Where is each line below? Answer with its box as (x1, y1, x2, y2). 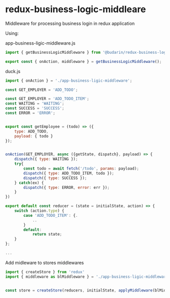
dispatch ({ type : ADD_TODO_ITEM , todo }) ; (23, 171, 114, 176)
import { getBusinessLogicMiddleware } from (5, 50, 101, 55)
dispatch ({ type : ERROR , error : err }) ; (23, 185, 110, 190)
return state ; (32, 232, 62, 237)
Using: (5, 30, 19, 36)
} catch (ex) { (14, 180, 44, 185)
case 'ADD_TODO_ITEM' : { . (23, 213, 78, 218)
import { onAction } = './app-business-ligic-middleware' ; (5, 78, 133, 83)
